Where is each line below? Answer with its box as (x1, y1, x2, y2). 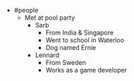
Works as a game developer (45, 66, 127, 74)
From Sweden (45, 58, 87, 66)
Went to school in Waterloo (45, 36, 125, 44)
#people (13, 6, 39, 14)
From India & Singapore (45, 28, 114, 37)
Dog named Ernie (45, 44, 97, 51)
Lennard (35, 51, 60, 59)
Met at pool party (24, 13, 75, 22)
